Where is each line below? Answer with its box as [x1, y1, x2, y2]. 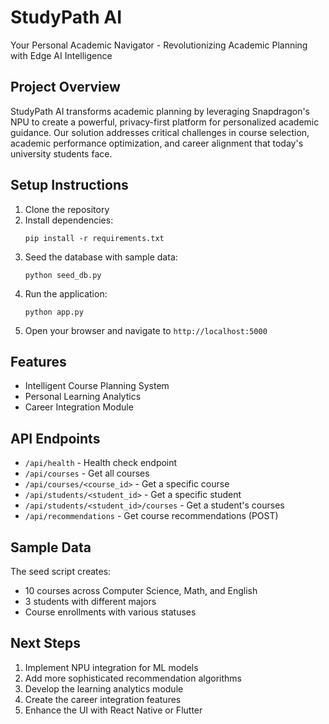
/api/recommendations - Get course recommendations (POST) [24, 510, 279, 522]
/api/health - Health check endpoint [24, 457, 178, 469]
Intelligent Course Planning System [24, 380, 170, 392]
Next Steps [10, 635, 81, 652]
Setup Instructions [10, 177, 129, 194]
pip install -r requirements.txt [24, 233, 165, 243]
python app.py [24, 307, 84, 317]
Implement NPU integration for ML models [24, 661, 199, 673]
